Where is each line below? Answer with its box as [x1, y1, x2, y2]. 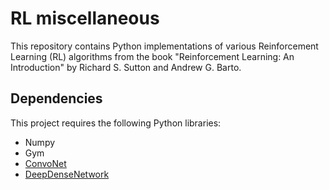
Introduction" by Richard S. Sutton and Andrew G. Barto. [10, 61, 242, 73]
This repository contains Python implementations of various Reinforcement [10, 40, 319, 52]
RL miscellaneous [10, 7, 160, 30]
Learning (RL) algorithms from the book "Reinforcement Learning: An [10, 50, 295, 62]
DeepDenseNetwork [24, 168, 110, 180]
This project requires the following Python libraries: [10, 117, 222, 129]
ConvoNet [24, 157, 67, 169]
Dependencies [10, 90, 103, 107]
